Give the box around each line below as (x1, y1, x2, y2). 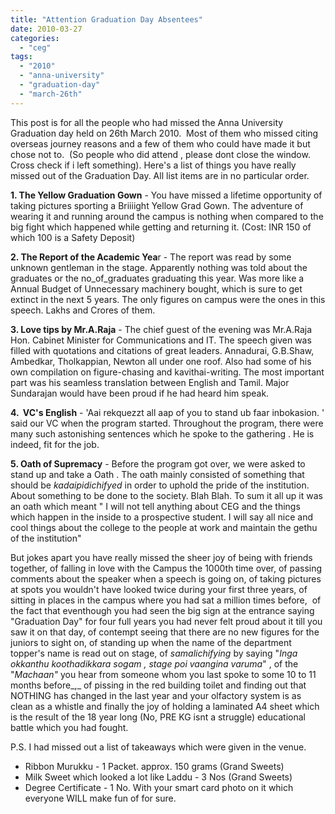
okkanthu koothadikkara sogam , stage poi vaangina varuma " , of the (10, 657, 299, 670)
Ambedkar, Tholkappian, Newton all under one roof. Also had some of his (10, 355, 312, 367)
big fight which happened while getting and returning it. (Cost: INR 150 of (10, 221, 312, 233)
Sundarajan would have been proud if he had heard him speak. (10, 387, 270, 399)
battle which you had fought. (10, 721, 129, 733)
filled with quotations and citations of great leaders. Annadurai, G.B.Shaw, (10, 344, 315, 356)
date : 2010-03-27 (10, 24, 83, 34)
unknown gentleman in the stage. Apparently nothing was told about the (10, 261, 308, 273)
